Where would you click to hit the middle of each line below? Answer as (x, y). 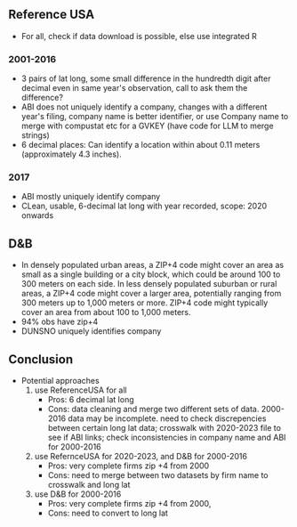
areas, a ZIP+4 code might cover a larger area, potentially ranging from (151, 294)
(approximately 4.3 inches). (71, 154)
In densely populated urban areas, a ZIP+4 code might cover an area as (153, 265)
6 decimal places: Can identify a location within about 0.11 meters (140, 145)
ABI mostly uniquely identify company (91, 197)
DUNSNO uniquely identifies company (91, 331)
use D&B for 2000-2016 (78, 494)
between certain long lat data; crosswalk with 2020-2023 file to (165, 428)
